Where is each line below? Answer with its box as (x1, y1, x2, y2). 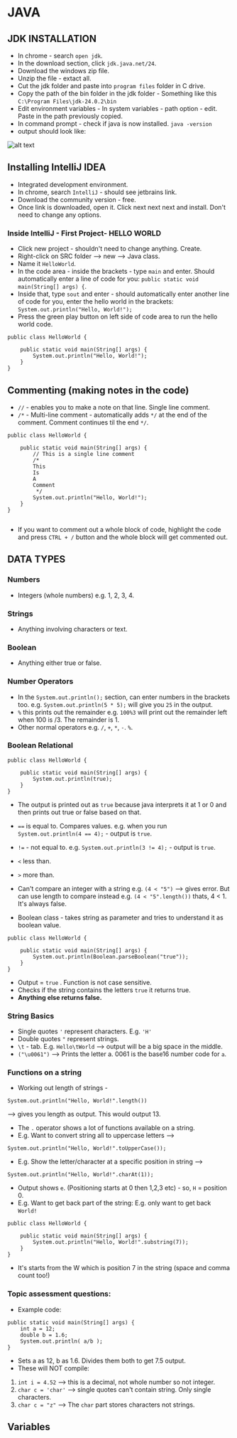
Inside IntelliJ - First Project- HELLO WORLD (7, 228, 162, 238)
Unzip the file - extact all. (17, 74, 92, 82)
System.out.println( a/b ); (20, 1338, 103, 1345)
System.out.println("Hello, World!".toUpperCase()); (7, 1145, 167, 1152)
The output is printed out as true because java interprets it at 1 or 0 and (17, 800, 227, 809)
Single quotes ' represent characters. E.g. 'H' (17, 1027, 153, 1035)
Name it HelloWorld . (17, 260, 77, 268)
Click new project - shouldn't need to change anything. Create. (17, 245, 202, 253)
